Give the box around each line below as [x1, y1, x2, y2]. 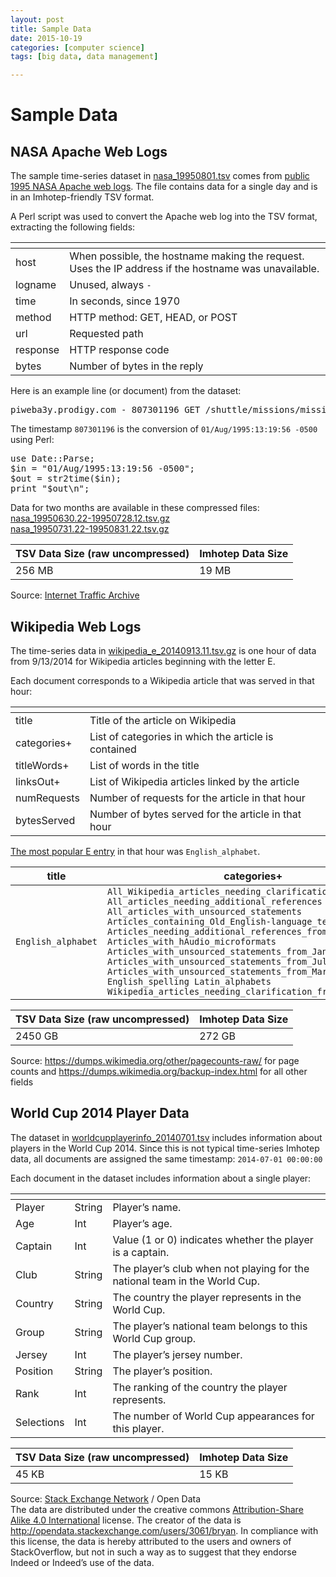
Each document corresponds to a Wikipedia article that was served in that [10, 674, 315, 686]
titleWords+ [15, 758, 70, 772]
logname [15, 278, 57, 292]
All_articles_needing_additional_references [106, 896, 323, 907]
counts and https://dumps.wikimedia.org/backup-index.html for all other [10, 1065, 308, 1077]
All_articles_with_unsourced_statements [106, 906, 302, 917]
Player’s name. [112, 1200, 182, 1214]
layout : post [10, 14, 65, 25]
